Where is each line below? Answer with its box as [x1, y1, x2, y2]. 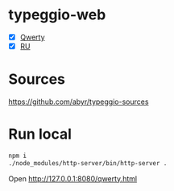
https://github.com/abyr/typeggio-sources [8, 97, 149, 106]
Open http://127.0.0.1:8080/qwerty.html [8, 173, 138, 183]
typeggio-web [8, 6, 106, 24]
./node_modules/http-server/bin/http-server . [8, 159, 168, 167]
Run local [8, 125, 72, 143]
